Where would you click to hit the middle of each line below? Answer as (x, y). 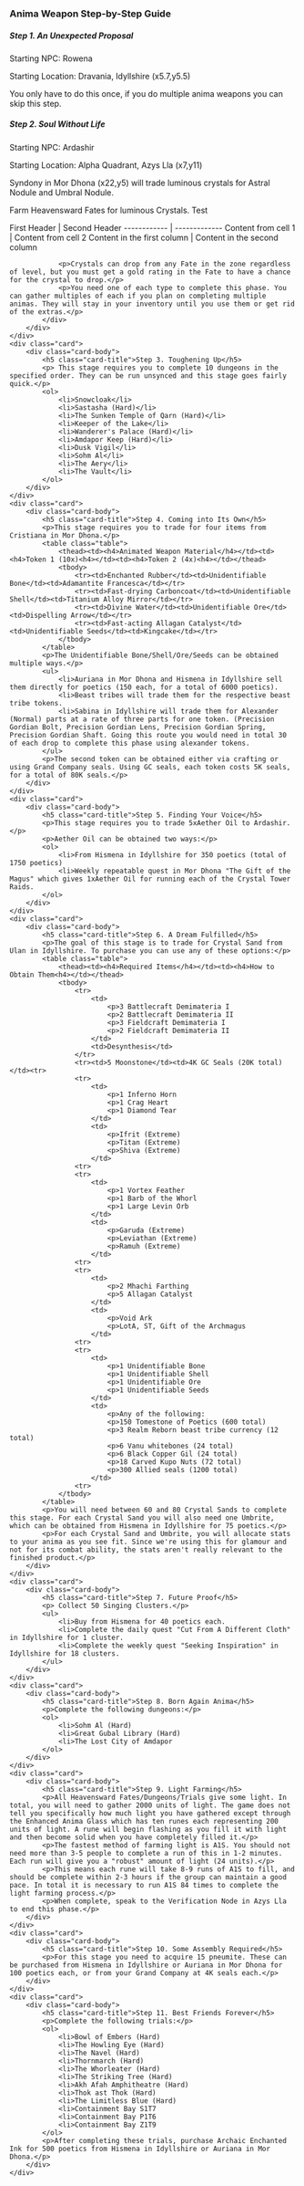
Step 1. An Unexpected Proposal (71, 36)
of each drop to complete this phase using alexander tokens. (130, 743)
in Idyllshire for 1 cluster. (67, 1637)
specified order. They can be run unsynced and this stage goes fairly (148, 376)
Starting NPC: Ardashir (52, 147)
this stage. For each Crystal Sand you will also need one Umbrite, (142, 1518)
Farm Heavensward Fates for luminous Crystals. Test (109, 210)
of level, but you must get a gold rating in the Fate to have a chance (150, 272)
